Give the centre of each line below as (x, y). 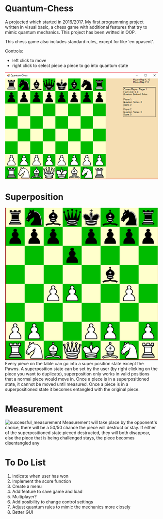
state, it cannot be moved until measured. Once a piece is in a (67, 384)
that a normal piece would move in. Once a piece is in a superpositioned (77, 379)
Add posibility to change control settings (52, 502)
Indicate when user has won (40, 476)
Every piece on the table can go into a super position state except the (74, 363)
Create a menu (27, 486)
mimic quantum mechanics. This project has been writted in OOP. (71, 32)
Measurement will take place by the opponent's (110, 422)
